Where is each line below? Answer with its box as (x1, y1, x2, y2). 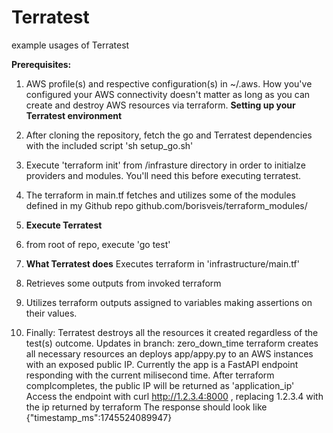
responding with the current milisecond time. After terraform (25, 369, 275, 381)
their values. (25, 307, 78, 319)
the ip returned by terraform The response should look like (25, 401, 268, 413)
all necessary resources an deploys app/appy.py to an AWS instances (25, 347, 314, 360)
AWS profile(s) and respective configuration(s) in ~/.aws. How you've (25, 77, 313, 90)
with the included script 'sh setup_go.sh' (25, 139, 194, 151)
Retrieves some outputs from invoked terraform (25, 277, 222, 289)
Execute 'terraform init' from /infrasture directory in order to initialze (25, 159, 306, 171)
